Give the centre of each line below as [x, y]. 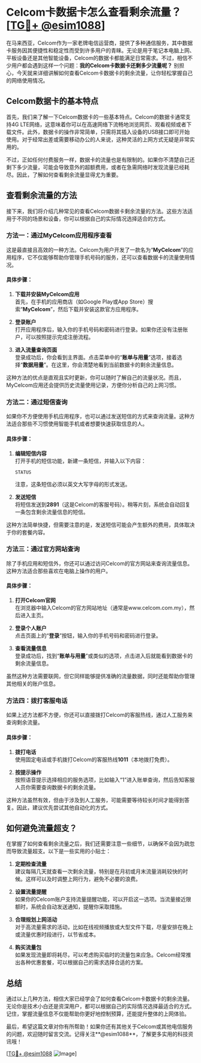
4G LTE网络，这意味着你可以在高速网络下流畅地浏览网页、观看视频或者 [99, 124]
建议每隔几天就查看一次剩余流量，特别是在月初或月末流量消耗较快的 [99, 871]
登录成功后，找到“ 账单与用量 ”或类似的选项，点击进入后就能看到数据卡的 [104, 656]
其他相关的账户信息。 [32, 684]
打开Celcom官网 [35, 600]
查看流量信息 [31, 648]
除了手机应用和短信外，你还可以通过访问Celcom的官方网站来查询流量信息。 [100, 563]
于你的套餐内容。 [27, 532]
